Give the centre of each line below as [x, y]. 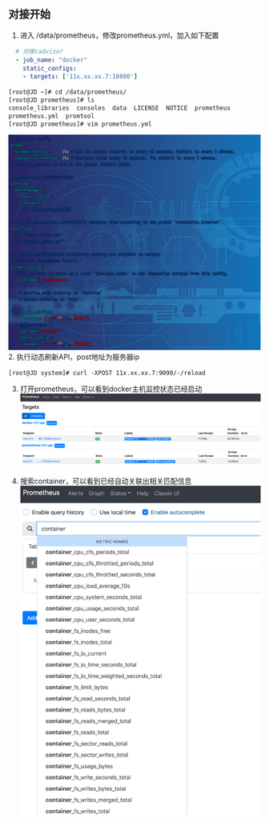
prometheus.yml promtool [51, 116]
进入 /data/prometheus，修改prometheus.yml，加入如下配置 [119, 35]
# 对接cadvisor [40, 51]
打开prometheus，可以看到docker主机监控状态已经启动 [111, 389]
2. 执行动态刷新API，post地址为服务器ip [74, 357]
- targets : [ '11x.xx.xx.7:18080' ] [80, 77]
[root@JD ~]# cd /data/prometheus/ [68, 92]
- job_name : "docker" [52, 60]
